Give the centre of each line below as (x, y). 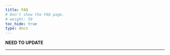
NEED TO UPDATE (25, 42)
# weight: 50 (19, 19)
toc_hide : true (21, 24)
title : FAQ (17, 10)
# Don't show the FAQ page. (35, 14)
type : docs (17, 28)
